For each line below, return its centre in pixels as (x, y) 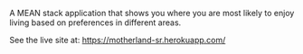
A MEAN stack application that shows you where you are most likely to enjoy (152, 13)
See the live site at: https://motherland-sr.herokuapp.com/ (118, 40)
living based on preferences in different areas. (95, 22)
